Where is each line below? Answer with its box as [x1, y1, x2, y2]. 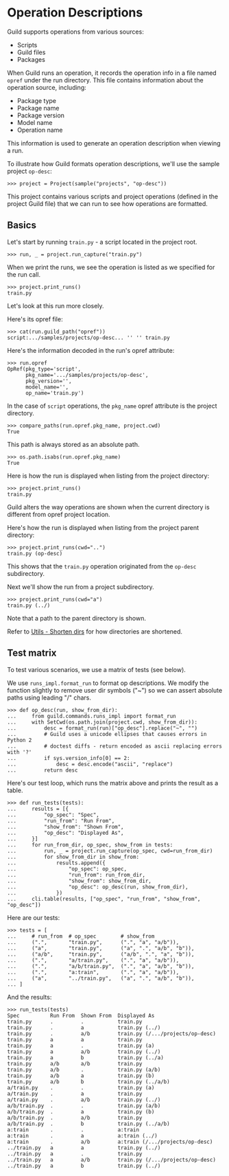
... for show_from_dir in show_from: [7, 853, 139, 860]
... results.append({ [7, 860, 106, 866]
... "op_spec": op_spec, [7, 865, 128, 873]
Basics [7, 220, 36, 231]
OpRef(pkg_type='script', [7, 365, 81, 372]
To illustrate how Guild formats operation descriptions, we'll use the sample [7, 159, 220, 168]
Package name [16, 104, 60, 112]
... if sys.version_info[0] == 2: [7, 754, 130, 761]
